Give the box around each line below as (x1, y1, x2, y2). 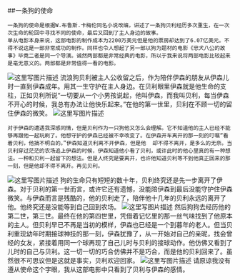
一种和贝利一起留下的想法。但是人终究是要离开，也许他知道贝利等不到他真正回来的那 (17, 155, 231, 162)
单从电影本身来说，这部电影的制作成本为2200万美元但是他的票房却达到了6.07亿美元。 (7, 37, 225, 44)
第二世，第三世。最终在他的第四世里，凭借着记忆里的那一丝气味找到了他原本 (7, 211, 233, 220)
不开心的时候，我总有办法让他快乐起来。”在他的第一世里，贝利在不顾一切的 (7, 100, 226, 109)
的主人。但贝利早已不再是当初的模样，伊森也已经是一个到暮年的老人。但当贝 (7, 221, 233, 229)
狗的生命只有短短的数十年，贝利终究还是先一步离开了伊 (59, 176, 223, 184)
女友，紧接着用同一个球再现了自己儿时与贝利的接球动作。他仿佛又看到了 (19, 239, 233, 246)
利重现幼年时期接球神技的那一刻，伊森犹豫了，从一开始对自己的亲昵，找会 (7, 229, 226, 238)
